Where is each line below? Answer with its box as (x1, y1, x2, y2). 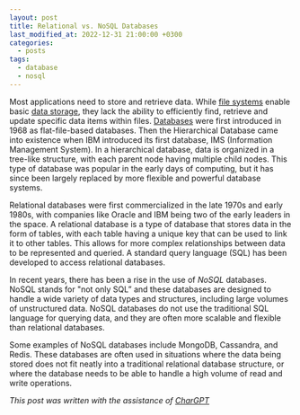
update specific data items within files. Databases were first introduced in (9, 115, 282, 126)
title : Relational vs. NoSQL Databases (9, 22, 159, 31)
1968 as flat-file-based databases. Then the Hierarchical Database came (9, 125, 278, 136)
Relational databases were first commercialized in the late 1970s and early (9, 199, 283, 210)
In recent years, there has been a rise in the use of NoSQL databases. (9, 274, 268, 285)
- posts (17, 47, 47, 56)
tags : (9, 55, 30, 64)
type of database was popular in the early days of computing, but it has (9, 163, 274, 173)
